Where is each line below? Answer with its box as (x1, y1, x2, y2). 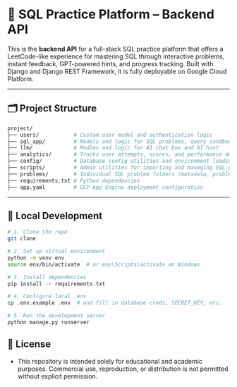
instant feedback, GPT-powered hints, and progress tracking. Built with (7, 59, 214, 68)
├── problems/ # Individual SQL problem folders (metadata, (7, 171, 210, 178)
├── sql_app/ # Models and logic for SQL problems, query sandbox (7, 137, 232, 145)
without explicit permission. (17, 371, 98, 380)
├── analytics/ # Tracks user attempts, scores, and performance (7, 151, 222, 158)
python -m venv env (7, 254, 65, 262)
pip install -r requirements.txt (7, 280, 106, 288)
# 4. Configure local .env (7, 293, 87, 300)
